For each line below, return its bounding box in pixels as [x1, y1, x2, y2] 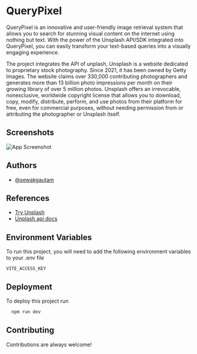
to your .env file [6, 254, 44, 261]
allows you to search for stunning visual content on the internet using [6, 30, 175, 37]
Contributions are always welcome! [6, 341, 92, 348]
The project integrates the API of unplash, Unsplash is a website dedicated [6, 60, 188, 67]
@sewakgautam [14, 176, 54, 183]
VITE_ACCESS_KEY [6, 266, 46, 272]
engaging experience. [6, 48, 60, 56]
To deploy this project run [6, 297, 69, 304]
